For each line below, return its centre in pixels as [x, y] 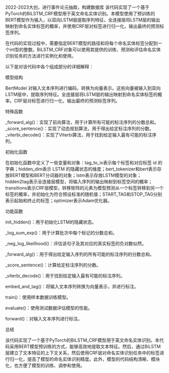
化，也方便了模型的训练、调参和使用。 [45, 365]
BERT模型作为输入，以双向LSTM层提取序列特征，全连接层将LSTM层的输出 [83, 20]
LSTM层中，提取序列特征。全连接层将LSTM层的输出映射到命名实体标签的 [81, 95]
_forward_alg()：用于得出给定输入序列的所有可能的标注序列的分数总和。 [80, 254]
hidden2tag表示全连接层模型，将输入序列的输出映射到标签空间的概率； [79, 182]
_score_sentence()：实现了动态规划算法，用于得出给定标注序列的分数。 [79, 129]
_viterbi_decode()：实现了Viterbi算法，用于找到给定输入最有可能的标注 [79, 135]
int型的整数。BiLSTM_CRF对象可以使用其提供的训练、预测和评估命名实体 [85, 50]
